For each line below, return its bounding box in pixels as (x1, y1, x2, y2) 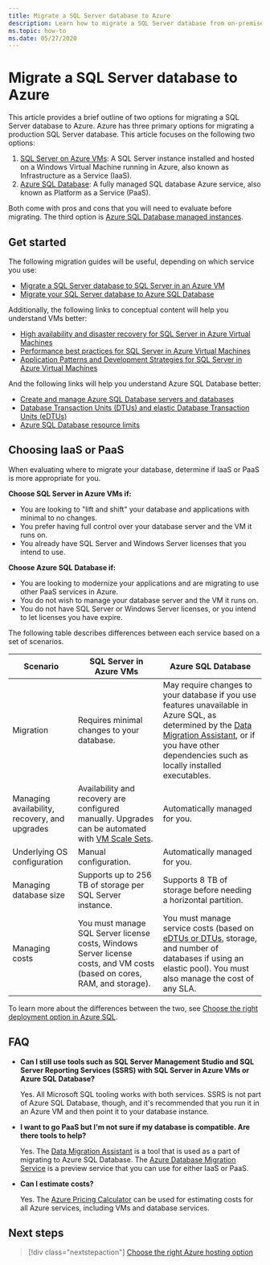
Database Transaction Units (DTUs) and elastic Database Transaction (19, 403, 250, 413)
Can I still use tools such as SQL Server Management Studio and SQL (19, 1057, 255, 1066)
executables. (162, 770, 211, 781)
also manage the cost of (162, 972, 255, 984)
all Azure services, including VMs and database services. (19, 1203, 211, 1213)
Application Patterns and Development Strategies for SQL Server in (19, 355, 243, 364)
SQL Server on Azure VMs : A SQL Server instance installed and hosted (19, 154, 255, 163)
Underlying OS (12, 846, 68, 857)
